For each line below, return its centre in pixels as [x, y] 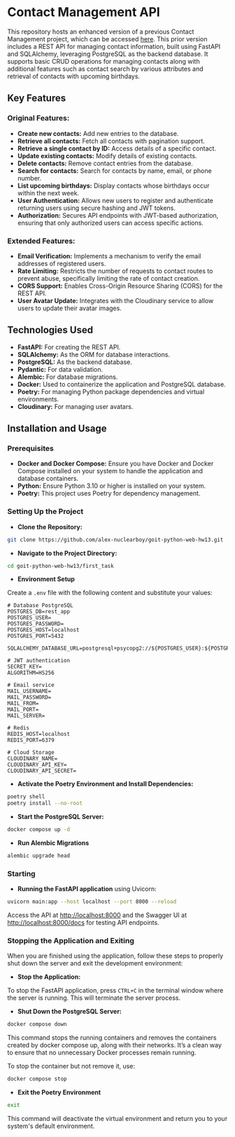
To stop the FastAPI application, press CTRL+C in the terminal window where [115, 991]
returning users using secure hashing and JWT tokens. [97, 208]
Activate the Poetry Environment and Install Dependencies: [105, 784]
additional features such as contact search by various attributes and [105, 69]
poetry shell [26, 797]
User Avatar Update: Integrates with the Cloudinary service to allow [115, 300]
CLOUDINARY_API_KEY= [37, 765]
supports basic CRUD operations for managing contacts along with [104, 61]
